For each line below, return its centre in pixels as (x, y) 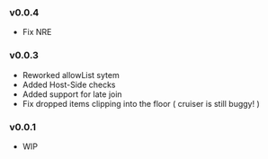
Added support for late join (72, 94)
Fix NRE (37, 32)
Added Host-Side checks (69, 84)
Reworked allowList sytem (71, 75)
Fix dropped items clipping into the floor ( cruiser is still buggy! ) (141, 103)
